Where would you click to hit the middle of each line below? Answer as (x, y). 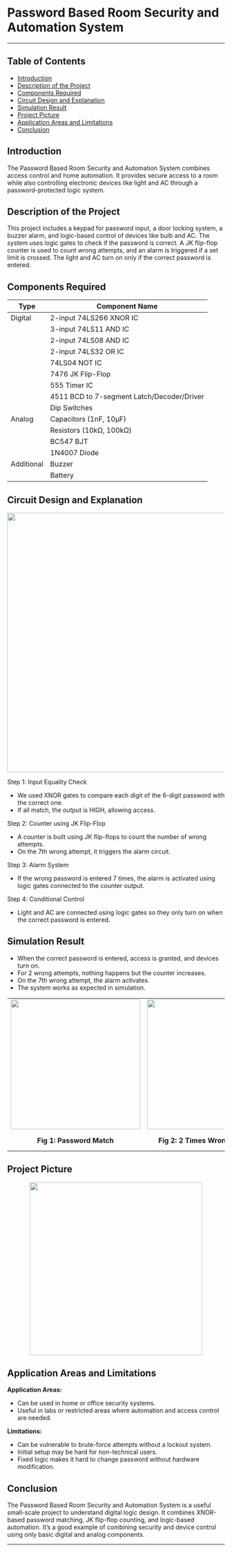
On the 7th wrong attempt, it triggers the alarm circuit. (94, 851)
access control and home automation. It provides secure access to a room (113, 175)
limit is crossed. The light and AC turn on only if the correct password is (109, 258)
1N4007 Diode (74, 453)
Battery (62, 475)
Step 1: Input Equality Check (47, 782)
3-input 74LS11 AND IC (90, 329)
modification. (36, 1467)
